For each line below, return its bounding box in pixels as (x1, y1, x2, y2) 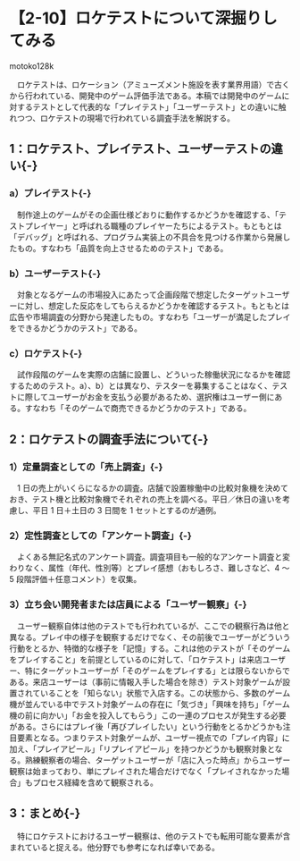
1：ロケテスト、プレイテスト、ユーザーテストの (9, 141, 271, 156)
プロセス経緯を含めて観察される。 (32, 777, 158, 788)
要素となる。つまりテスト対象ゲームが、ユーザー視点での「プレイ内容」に (16, 732, 290, 743)
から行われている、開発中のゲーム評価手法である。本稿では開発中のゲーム (9, 90, 282, 101)
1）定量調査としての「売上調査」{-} (9, 460, 163, 473)
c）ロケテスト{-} (9, 347, 83, 359)
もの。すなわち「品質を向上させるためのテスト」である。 (16, 242, 229, 253)
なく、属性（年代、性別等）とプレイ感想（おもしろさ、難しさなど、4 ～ (24, 562, 290, 573)
